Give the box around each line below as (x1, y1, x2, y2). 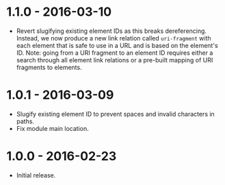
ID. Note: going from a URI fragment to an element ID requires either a (16, 49, 213, 57)
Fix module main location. (16, 124, 90, 132)
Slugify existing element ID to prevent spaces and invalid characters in (16, 110, 215, 118)
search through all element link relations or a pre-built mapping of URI (16, 56, 213, 64)
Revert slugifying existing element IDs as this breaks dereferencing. (16, 27, 207, 35)
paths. (16, 117, 35, 125)
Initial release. (16, 171, 56, 179)
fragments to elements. (16, 63, 83, 71)
